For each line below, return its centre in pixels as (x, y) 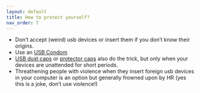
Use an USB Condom (41, 52)
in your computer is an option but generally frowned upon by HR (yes (100, 77)
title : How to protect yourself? (48, 17)
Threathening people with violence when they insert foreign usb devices (105, 72)
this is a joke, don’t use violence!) (56, 84)
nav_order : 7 (23, 23)
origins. (24, 46)
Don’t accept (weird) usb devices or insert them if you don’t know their (102, 40)
